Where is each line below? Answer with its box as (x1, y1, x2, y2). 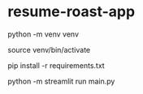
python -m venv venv (7, 29, 79, 39)
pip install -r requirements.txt (7, 60, 105, 70)
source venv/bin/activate (7, 45, 91, 54)
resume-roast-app (7, 2, 136, 21)
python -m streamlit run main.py (7, 76, 115, 86)
